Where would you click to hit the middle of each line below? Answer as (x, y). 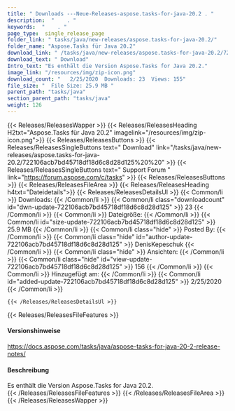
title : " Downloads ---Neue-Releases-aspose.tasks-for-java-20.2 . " (111, 14)
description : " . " (42, 20)
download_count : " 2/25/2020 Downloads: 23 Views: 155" (97, 79)
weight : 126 (24, 105)
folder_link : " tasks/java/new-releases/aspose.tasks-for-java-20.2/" (112, 40)
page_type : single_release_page (56, 33)
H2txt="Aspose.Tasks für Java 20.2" (60, 132)
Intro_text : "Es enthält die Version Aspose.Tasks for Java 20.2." (108, 66)
